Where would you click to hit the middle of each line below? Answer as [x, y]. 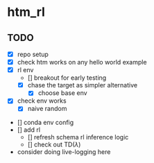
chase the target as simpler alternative [82, 85]
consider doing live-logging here [64, 152]
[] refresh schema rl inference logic [78, 137]
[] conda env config [45, 123]
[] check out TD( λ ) [54, 145]
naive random [47, 109]
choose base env [63, 93]
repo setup [33, 54]
